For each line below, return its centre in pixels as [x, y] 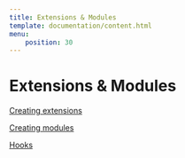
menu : [19, 34]
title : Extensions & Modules [63, 17]
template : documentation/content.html [81, 26]
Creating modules [42, 128]
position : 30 [49, 42]
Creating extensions [46, 111]
